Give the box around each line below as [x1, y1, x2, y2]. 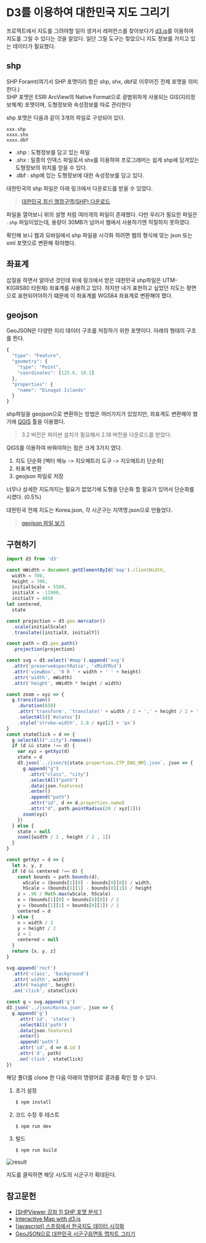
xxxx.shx [6, 132, 29, 138]
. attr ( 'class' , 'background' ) [12, 971, 89, 977]
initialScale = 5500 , [12, 584, 67, 590]
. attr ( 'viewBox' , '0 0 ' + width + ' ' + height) [12, 668, 141, 675]
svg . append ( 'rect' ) [6, 965, 56, 971]
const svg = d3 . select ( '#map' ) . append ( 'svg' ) [6, 657, 124, 664]
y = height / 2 [17, 925, 56, 931]
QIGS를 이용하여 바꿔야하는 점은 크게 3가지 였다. [6, 444, 123, 452]
